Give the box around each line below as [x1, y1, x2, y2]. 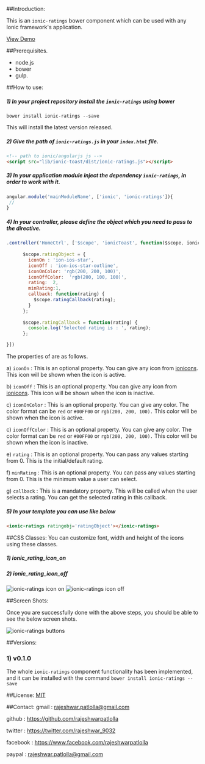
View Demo [6, 35, 35, 42]
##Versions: [6, 639, 37, 646]
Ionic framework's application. [6, 24, 82, 30]
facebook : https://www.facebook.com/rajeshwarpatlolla [6, 739, 148, 746]
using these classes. [6, 540, 58, 548]
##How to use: [6, 84, 44, 91]
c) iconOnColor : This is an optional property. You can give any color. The [6, 401, 189, 408]
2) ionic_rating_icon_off [6, 569, 68, 577]
